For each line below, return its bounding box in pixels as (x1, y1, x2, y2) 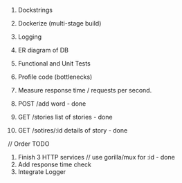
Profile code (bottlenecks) (17, 73, 93, 81)
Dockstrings (17, 6, 53, 14)
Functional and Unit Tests (17, 59, 91, 68)
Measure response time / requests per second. (17, 86, 152, 94)
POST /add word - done (17, 99, 87, 108)
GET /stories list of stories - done (17, 113, 113, 121)
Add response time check (17, 160, 92, 168)
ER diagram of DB (17, 46, 69, 54)
